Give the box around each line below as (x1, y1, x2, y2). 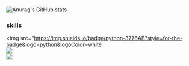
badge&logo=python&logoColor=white (6, 41, 102, 48)
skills (6, 21, 22, 29)
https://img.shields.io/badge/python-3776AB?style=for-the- (34, 35, 182, 42)
